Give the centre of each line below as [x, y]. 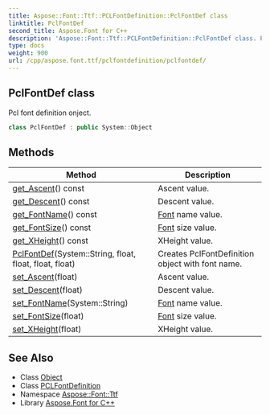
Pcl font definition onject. [50, 113]
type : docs [27, 46]
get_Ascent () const [48, 188]
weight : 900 [28, 53]
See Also [31, 357]
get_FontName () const [55, 215]
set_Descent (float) [47, 290]
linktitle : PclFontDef [46, 23]
